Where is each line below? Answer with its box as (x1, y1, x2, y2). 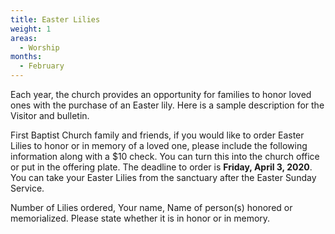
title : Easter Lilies (10, 14, 101, 25)
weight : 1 (10, 24, 52, 34)
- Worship (19, 42, 60, 53)
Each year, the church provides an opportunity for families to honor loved (10, 89, 312, 100)
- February (19, 61, 65, 71)
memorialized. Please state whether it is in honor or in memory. (10, 212, 271, 224)
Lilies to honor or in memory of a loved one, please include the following (10, 140, 308, 151)
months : (10, 52, 43, 62)
